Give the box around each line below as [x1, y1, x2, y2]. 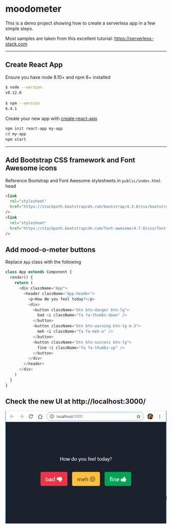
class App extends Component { [5, 269, 72, 274]
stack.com [5, 40, 28, 47]
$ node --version [5, 84, 42, 90]
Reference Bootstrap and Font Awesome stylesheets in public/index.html [5, 177, 161, 183]
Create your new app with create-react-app [5, 116, 97, 122]
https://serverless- [114, 35, 154, 41]
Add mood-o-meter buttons [5, 245, 96, 254]
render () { [10, 275, 33, 280]
